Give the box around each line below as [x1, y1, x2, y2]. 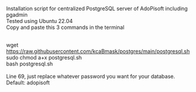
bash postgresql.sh [6, 60, 53, 67]
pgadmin [6, 11, 28, 18]
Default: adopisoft [6, 79, 50, 86]
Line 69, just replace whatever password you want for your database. [6, 73, 176, 80]
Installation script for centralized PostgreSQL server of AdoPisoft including [6, 5, 188, 12]
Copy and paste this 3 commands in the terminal [6, 24, 124, 31]
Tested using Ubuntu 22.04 [6, 18, 73, 24]
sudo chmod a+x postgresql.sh [6, 54, 82, 61]
